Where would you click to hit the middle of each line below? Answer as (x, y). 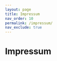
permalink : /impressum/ (29, 23)
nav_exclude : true (23, 28)
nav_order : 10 (19, 18)
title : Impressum (22, 14)
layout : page (18, 9)
